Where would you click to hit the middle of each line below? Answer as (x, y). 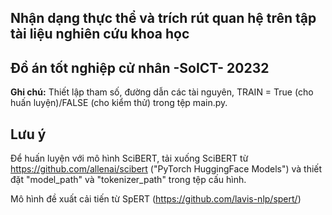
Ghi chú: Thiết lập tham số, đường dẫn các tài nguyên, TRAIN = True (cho (162, 92)
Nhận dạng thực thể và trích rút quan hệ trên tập (163, 18)
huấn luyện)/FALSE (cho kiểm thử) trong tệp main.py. (119, 103)
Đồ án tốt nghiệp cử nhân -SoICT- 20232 (140, 67)
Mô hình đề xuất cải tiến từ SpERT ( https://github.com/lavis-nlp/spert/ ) (156, 199)
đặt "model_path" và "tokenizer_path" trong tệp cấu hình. (128, 180)
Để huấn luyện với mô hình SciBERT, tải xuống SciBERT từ (129, 158)
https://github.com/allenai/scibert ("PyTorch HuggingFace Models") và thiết (166, 169)
